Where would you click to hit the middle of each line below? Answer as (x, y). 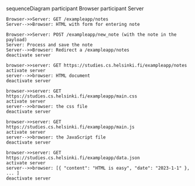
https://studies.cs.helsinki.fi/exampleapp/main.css (72, 96)
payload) (17, 40)
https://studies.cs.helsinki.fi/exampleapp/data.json (73, 158)
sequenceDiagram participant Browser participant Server (75, 9)
